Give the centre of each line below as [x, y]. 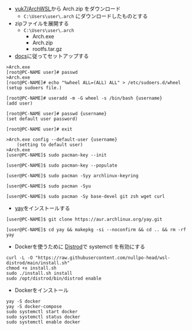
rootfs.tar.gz [47, 49]
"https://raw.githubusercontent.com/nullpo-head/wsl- [102, 258]
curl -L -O [19, 258]
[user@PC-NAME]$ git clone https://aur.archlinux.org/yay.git [84, 219]
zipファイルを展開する [42, 23]
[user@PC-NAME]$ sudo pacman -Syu [49, 186]
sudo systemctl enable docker [43, 322]
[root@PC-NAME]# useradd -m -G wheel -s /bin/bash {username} [84, 98]
